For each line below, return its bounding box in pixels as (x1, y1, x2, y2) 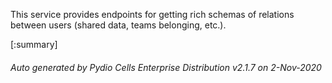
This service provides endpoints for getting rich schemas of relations (10, 9, 295, 20)
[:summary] (10, 39, 58, 50)
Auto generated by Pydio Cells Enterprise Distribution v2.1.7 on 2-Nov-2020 (10, 61, 322, 73)
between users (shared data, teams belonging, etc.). (10, 19, 227, 31)
